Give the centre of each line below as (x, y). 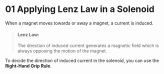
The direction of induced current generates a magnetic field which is (88, 45)
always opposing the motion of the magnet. (62, 51)
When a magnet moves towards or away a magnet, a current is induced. (79, 23)
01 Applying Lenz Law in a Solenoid (80, 9)
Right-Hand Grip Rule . (28, 66)
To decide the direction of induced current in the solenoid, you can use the (82, 60)
